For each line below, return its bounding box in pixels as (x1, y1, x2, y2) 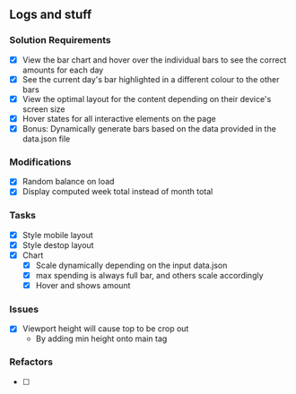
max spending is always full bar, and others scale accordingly (35, 270, 264, 280)
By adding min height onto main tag (35, 333, 168, 344)
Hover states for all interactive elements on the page (22, 113, 217, 124)
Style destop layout (22, 239, 94, 250)
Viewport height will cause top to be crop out (22, 323, 189, 334)
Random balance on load (22, 176, 115, 187)
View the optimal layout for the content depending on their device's (22, 93, 272, 104)
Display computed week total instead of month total (22, 186, 213, 197)
